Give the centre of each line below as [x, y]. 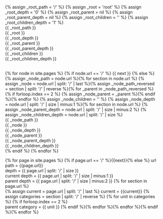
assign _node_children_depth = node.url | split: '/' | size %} [64, 115]
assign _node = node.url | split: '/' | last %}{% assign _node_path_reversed [80, 84]
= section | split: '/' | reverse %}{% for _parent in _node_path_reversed [76, 89]
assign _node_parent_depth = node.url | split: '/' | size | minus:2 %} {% [76, 109]
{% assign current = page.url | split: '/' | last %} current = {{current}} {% [77, 191]
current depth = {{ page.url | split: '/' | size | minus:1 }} [59, 176]
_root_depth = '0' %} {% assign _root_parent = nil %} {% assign [69, 12]
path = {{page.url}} [24, 165]
